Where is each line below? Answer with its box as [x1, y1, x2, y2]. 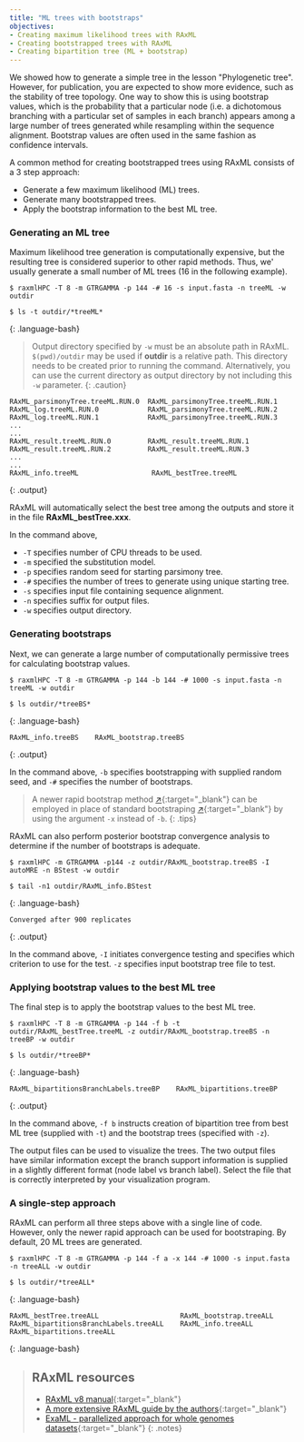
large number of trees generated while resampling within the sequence [9, 120, 275, 132]
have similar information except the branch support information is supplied [9, 1155, 289, 1166]
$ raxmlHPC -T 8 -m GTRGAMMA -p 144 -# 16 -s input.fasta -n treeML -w [9, 283, 286, 293]
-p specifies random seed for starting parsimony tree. [22, 567, 224, 578]
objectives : [9, 22, 54, 31]
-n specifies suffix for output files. [22, 596, 150, 607]
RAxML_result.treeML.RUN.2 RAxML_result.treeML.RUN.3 [9, 445, 250, 454]
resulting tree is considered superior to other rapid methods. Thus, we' [9, 256, 274, 268]
